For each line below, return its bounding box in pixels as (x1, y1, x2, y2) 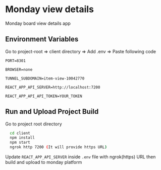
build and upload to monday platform (5, 159, 82, 165)
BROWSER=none (5, 67, 33, 72)
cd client (10, 131, 30, 136)
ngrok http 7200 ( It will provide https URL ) (10, 145, 108, 150)
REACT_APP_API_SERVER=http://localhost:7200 (5, 84, 100, 90)
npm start (10, 140, 30, 145)
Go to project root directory (5, 120, 62, 127)
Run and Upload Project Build (5, 107, 99, 116)
